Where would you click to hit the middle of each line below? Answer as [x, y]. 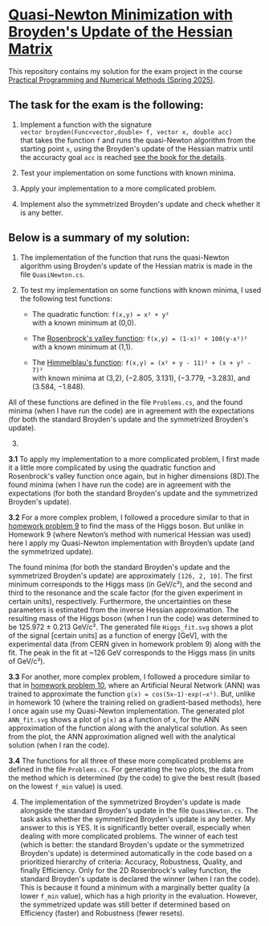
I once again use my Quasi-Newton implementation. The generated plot [126, 710]
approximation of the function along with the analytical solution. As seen [128, 728]
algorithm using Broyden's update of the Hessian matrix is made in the [136, 265]
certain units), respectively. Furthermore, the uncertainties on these [120, 601]
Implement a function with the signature [86, 124]
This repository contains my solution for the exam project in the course [126, 71]
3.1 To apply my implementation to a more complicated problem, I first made [134, 459]
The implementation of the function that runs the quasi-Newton [124, 257]
